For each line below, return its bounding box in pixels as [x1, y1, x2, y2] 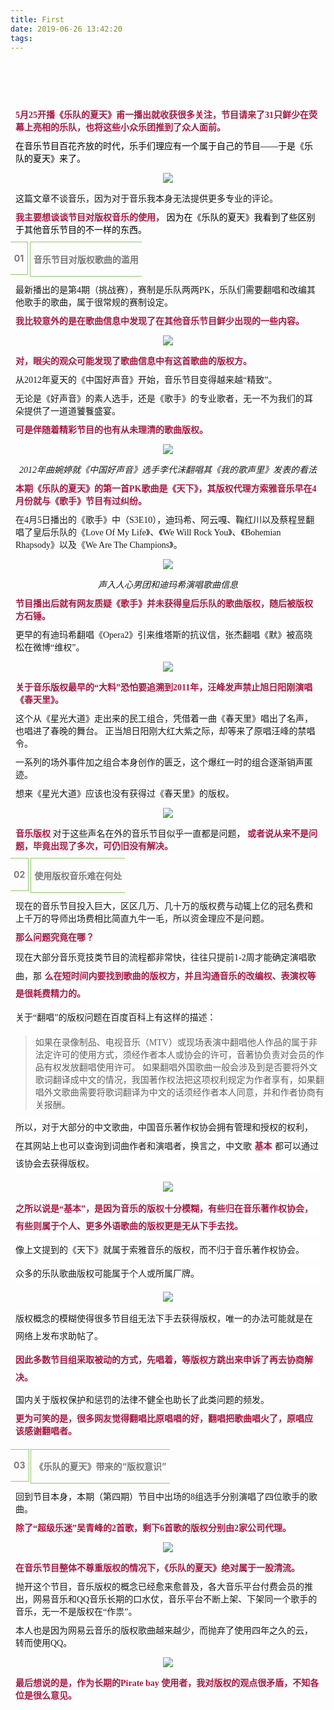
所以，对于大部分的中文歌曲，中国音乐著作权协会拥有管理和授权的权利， [15, 1122, 313, 1133]
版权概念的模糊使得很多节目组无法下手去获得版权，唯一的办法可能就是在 [15, 1313, 313, 1324]
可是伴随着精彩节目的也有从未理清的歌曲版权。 [15, 424, 208, 435]
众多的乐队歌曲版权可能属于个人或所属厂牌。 [15, 1268, 200, 1279]
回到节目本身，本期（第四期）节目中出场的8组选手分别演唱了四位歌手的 [15, 1492, 309, 1503]
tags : [10, 33, 33, 43]
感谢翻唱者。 [23, 1426, 77, 1436]
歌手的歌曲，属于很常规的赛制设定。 [23, 297, 173, 308]
